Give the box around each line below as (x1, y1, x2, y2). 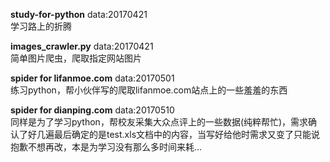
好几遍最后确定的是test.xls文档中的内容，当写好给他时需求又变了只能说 (27, 129, 321, 140)
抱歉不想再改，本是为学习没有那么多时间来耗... (10, 141, 203, 153)
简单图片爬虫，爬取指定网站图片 (10, 52, 142, 64)
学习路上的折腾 (10, 20, 72, 32)
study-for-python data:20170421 (10, 9, 148, 20)
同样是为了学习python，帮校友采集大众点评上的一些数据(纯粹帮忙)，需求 (10, 116, 309, 128)
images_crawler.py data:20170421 (10, 40, 154, 52)
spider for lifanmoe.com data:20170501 (10, 72, 175, 84)
